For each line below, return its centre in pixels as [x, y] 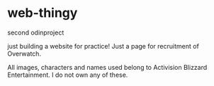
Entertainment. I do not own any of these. [68, 75]
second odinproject [36, 32]
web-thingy [43, 13]
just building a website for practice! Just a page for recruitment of [103, 46]
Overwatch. [24, 54]
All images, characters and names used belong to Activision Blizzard [107, 67]
